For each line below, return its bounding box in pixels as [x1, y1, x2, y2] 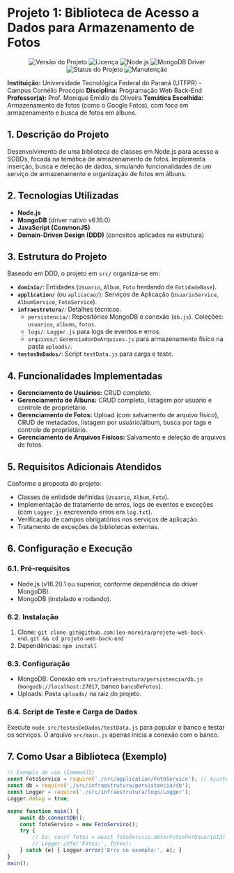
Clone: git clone [17, 628, 66, 636]
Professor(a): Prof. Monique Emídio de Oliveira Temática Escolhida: [7, 93, 204, 102]
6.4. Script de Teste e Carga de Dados [7, 707, 138, 717]
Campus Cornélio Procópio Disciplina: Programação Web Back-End [7, 86, 202, 94]
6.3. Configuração [7, 658, 70, 668]
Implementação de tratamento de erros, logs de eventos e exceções [17, 500, 214, 508]
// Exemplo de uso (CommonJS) [7, 769, 95, 777]
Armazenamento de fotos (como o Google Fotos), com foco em [7, 101, 189, 109]
